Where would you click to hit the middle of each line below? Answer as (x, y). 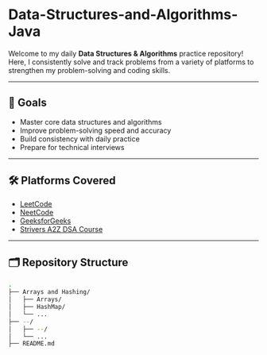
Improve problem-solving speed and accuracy (95, 130)
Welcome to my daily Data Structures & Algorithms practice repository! (126, 53)
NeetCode (37, 212)
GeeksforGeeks (45, 221)
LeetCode (36, 203)
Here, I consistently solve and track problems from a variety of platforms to (131, 62)
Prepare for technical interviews (72, 147)
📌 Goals (28, 103)
